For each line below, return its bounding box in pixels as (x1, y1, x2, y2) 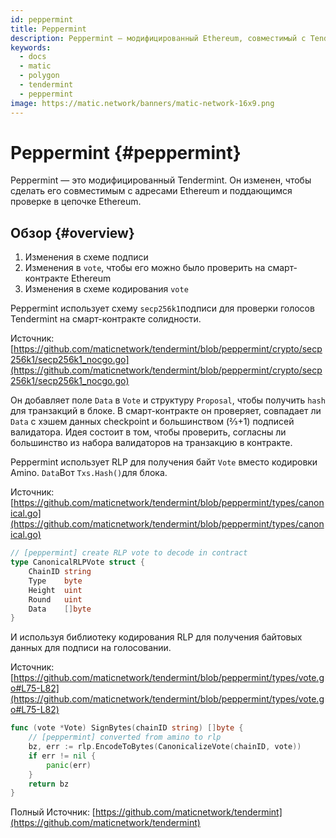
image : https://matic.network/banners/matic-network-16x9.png (10, 98, 275, 108)
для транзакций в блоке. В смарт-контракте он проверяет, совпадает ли (10, 405, 322, 417)
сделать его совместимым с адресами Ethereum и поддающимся (10, 185, 293, 197)
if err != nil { (28, 751, 97, 761)
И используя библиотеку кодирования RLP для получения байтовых (10, 631, 303, 643)
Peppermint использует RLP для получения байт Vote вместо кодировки (10, 456, 318, 468)
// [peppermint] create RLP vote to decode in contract (10, 548, 248, 558)
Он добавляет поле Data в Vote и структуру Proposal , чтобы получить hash (10, 394, 326, 406)
